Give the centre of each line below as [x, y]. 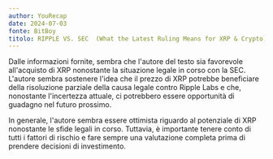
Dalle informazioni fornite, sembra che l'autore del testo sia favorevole [126, 62]
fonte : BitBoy [32, 31]
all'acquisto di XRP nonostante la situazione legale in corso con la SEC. [127, 71]
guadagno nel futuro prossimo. [60, 105]
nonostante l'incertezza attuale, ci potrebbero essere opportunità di [121, 96]
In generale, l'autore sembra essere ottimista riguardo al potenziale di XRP [133, 120]
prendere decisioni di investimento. [67, 146]
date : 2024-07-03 [38, 24]
